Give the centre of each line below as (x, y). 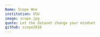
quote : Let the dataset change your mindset (50, 23)
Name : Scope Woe (21, 9)
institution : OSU (22, 14)
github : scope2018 (23, 27)
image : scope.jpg (22, 18)
